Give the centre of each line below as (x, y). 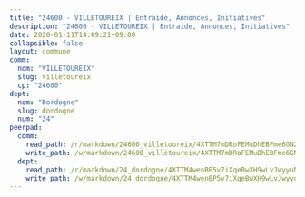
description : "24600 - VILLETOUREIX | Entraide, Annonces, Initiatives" (150, 26)
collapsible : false (46, 43)
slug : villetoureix (54, 77)
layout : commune (40, 52)
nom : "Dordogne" (48, 102)
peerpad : (26, 128)
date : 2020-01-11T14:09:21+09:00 (73, 34)
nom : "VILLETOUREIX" (56, 69)
